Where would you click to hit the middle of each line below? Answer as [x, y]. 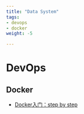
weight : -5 [19, 34]
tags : [13, 17]
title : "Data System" [33, 12]
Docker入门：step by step [46, 105]
